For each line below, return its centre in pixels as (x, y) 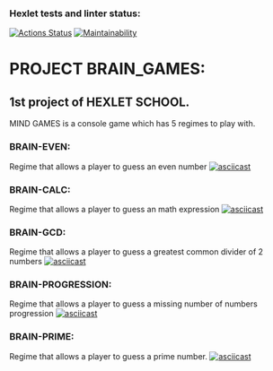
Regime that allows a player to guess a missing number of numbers (133, 304)
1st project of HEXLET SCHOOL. (100, 102)
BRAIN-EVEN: (40, 147)
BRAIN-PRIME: (42, 337)
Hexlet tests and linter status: (75, 13)
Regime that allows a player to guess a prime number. (109, 356)
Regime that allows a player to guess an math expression (114, 209)
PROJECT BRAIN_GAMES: (108, 69)
